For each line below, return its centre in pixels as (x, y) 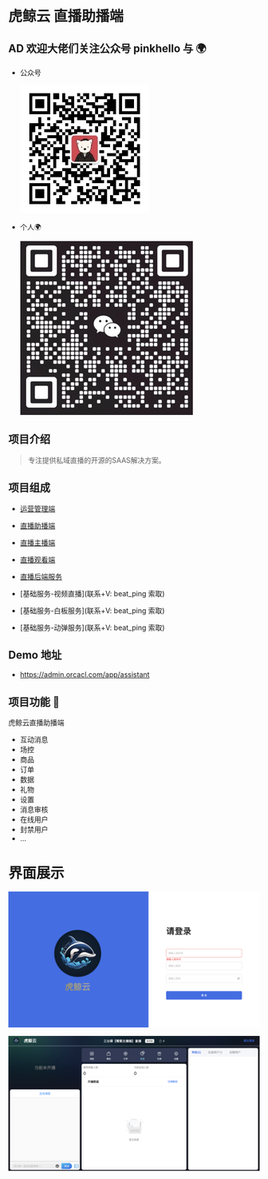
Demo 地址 (35, 655)
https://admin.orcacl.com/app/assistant (85, 675)
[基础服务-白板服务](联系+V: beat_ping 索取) (92, 610)
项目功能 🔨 (34, 701)
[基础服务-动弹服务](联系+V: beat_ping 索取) (92, 627)
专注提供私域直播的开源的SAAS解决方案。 (97, 460)
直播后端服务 (41, 576)
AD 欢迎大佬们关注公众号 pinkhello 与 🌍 (107, 48)
